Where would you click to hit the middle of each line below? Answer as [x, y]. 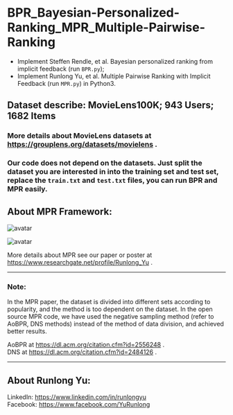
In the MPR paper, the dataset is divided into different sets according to [109, 302]
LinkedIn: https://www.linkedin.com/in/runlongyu [77, 397]
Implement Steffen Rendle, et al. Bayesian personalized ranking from [115, 61]
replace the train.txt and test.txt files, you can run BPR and [112, 180]
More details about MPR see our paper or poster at [80, 255]
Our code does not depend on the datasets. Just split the [105, 163]
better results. [27, 331]
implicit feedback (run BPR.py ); [61, 69]
